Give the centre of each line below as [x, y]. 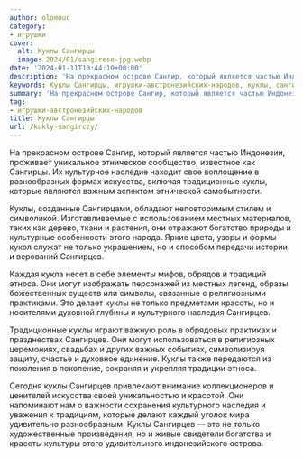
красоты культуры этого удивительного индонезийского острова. [137, 443]
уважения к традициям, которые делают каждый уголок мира [129, 415]
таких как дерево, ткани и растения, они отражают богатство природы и [150, 228]
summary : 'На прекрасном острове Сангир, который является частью [137, 93]
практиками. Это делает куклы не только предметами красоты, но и [142, 303]
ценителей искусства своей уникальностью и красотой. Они [127, 395]
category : [28, 26]
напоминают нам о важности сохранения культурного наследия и [138, 405]
